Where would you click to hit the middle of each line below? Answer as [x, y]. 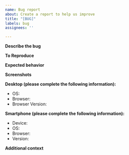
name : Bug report [23, 10]
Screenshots [18, 75]
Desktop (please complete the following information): [61, 84]
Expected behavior [25, 65]
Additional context [24, 148]
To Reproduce [20, 56]
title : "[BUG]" [21, 19]
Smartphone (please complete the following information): [65, 114]
